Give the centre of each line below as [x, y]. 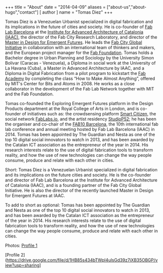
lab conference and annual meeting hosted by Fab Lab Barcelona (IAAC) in [80, 129]
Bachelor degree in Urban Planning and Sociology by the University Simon [80, 58]
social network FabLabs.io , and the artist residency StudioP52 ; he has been [81, 119]
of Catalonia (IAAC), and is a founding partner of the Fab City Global [73, 185]
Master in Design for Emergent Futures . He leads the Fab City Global [74, 42]
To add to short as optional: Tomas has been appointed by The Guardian [77, 205]
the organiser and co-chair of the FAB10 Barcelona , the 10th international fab [82, 124]
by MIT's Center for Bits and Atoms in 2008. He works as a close [70, 84]
